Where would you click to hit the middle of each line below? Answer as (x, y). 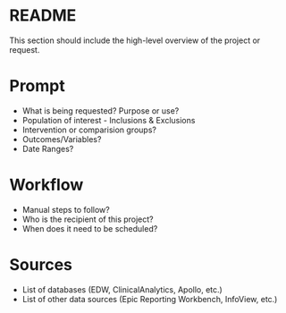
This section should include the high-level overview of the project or (135, 40)
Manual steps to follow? (66, 209)
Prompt (37, 86)
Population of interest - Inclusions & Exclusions (109, 120)
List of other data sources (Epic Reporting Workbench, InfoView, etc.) (150, 299)
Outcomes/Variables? (62, 139)
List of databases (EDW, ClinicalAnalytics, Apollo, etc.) (122, 289)
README (43, 16)
